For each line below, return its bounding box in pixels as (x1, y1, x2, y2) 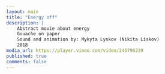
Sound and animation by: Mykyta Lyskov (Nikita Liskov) (17, 36, 160, 42)
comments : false (6, 58, 47, 64)
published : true (6, 53, 47, 59)
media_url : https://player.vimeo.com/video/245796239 (6, 48, 144, 54)
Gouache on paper (17, 31, 61, 37)
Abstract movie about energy (17, 25, 90, 32)
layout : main (6, 8, 39, 15)
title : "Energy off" (6, 14, 58, 20)
